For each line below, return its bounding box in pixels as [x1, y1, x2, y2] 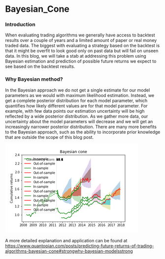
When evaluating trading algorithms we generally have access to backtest [5, 32, 155, 38]
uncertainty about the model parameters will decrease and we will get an [5, 118, 153, 124]
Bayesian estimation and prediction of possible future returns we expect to [5, 58, 157, 65]
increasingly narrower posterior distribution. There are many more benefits [5, 124, 157, 129]
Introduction [5, 21, 35, 28]
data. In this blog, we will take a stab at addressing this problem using [5, 53, 146, 59]
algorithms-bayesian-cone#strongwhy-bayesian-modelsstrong [5, 248, 133, 254]
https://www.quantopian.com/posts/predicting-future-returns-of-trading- [5, 243, 154, 249]
